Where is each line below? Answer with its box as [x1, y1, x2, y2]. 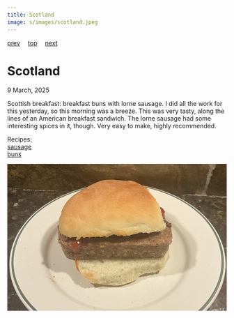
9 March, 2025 [7, 86, 50, 94]
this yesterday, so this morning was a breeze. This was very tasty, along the [7, 107, 225, 115]
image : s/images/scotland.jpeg [7, 18, 98, 26]
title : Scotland [7, 11, 54, 18]
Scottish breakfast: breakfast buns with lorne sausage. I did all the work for [7, 100, 223, 108]
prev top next [7, 38, 58, 47]
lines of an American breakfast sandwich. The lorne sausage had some [7, 114, 211, 123]
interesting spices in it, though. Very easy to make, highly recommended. [7, 122, 217, 130]
